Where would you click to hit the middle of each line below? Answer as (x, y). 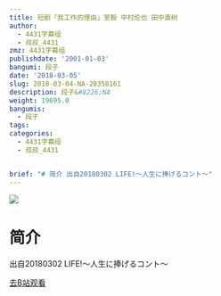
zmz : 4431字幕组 (37, 51)
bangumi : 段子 (34, 68)
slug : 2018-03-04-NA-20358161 (65, 84)
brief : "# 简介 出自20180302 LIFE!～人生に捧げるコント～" (111, 174)
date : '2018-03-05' (45, 76)
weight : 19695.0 (39, 100)
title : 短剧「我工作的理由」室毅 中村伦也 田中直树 (94, 17)
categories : (31, 134)
